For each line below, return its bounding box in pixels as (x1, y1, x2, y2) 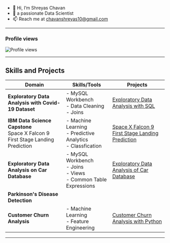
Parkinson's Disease (8, 191, 59, 198)
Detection (8, 197, 32, 204)
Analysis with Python (112, 218, 162, 225)
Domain (25, 81, 44, 88)
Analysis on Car (8, 166, 47, 173)
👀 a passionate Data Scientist (12, 10, 74, 16)
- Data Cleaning (66, 102, 105, 110)
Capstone (8, 123, 32, 130)
